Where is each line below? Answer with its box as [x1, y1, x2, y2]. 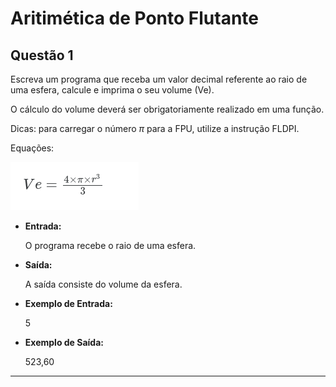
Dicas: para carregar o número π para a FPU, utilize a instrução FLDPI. [10, 123, 300, 134]
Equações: [10, 142, 55, 154]
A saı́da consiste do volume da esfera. [24, 278, 183, 290]
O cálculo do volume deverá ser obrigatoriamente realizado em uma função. [10, 103, 325, 115]
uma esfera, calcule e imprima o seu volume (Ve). [10, 84, 215, 96]
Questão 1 [10, 47, 74, 64]
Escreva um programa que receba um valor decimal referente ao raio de [10, 73, 308, 85]
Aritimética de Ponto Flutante [10, 7, 260, 30]
